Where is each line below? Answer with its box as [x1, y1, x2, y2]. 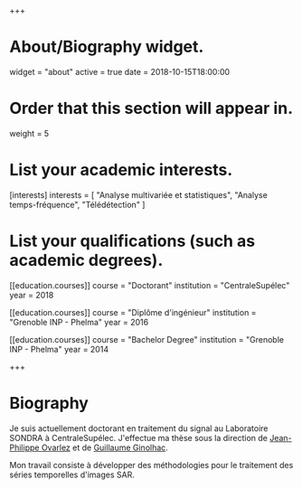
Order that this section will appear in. [9, 99, 294, 118]
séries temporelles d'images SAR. [9, 469, 136, 480]
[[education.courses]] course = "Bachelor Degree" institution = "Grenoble [9, 334, 285, 344]
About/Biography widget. [9, 37, 204, 57]
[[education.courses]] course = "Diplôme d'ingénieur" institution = [9, 306, 257, 317]
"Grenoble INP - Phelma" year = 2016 [9, 316, 149, 327]
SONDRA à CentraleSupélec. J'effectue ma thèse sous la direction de [9, 432, 269, 443]
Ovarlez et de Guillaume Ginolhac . [41, 442, 169, 453]
